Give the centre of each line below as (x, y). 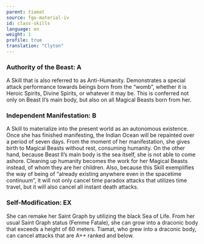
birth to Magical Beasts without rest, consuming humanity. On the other (96, 148)
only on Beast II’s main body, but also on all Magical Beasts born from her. (99, 100)
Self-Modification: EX (39, 203)
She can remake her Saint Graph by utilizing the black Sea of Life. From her (100, 216)
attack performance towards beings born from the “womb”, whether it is (97, 87)
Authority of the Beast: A (44, 67)
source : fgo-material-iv (38, 18)
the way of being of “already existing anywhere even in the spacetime (94, 174)
